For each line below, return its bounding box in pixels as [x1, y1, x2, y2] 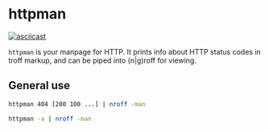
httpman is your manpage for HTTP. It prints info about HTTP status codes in [8, 47, 262, 56]
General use [8, 79, 71, 92]
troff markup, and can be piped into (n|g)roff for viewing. [8, 55, 197, 65]
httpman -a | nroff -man [8, 114, 92, 123]
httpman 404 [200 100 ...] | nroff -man [8, 100, 147, 108]
